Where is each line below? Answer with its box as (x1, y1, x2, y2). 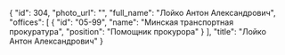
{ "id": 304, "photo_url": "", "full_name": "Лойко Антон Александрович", (9, 8, 276, 18)
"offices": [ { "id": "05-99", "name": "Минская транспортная (9, 17, 234, 27)
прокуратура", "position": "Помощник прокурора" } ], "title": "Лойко (9, 27, 267, 36)
